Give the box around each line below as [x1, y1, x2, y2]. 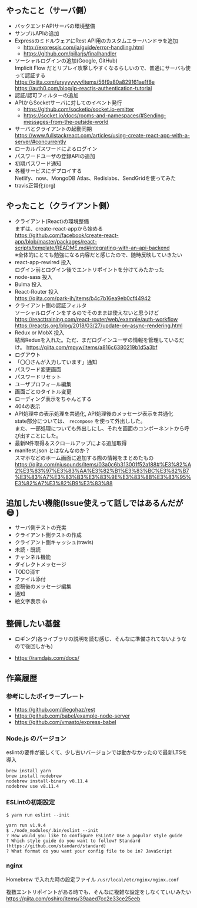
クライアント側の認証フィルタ [14, 301, 87, 308]
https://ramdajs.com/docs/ [14, 654, 80, 662]
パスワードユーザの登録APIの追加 [14, 152, 95, 159]
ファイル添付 [14, 575, 46, 583]
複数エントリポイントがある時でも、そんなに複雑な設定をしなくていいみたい [6, 888, 192, 895]
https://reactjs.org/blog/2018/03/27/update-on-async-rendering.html [14, 322, 183, 329]
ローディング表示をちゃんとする [14, 395, 92, 402]
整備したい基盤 [6, 619, 61, 629]
